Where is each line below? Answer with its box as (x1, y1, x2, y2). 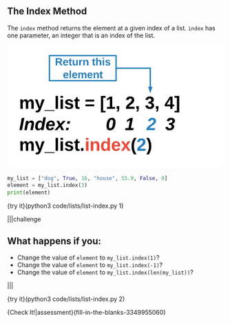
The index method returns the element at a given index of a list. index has (7, 23, 216, 32)
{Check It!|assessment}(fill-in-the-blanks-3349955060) (7, 308, 166, 316)
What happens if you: (7, 235, 102, 247)
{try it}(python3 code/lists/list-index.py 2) (7, 295, 125, 303)
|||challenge (7, 215, 41, 224)
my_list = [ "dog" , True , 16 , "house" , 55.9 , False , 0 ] (7, 175, 168, 182)
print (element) (7, 189, 51, 196)
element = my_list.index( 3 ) (7, 182, 88, 189)
